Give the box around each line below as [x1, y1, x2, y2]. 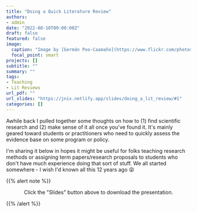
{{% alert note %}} [6, 177, 51, 184]
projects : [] [6, 57, 38, 63]
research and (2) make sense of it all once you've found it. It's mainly [6, 124, 173, 131]
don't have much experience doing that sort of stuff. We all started [6, 159, 167, 167]
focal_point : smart [11, 52, 59, 58]
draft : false [6, 30, 38, 36]
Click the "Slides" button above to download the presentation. [23, 189, 174, 196]
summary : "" [6, 69, 35, 74]
